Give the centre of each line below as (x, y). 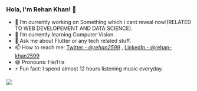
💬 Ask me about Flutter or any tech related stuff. (73, 41)
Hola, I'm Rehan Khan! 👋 (41, 9)
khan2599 (27, 56)
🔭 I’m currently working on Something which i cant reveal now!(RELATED (103, 22)
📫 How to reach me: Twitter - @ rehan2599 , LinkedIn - (82, 48)
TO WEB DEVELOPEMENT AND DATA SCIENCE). (73, 28)
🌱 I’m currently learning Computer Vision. (65, 35)
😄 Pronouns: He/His (40, 62)
